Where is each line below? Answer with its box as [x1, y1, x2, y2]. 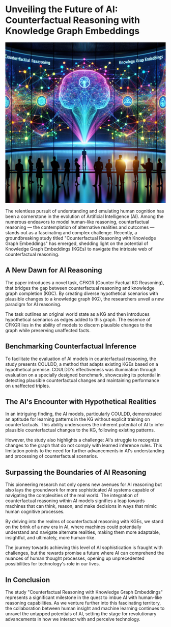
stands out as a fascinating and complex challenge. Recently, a [5, 229, 137, 235]
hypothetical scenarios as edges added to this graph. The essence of [5, 316, 151, 322]
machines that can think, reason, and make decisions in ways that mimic [5, 503, 157, 509]
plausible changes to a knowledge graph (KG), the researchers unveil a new [5, 295, 164, 302]
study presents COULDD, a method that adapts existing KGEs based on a [5, 361, 159, 367]
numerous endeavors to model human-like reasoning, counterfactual [5, 219, 150, 225]
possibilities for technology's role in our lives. [5, 561, 100, 567]
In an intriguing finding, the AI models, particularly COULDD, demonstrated [5, 411, 162, 417]
